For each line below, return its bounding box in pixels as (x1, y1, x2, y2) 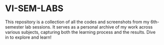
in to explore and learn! (5, 34, 52, 40)
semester (5, 24, 24, 30)
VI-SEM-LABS (5, 3, 64, 14)
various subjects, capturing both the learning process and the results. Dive (5, 29, 156, 35)
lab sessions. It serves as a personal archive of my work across (25, 24, 153, 30)
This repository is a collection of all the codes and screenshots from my (5, 19, 150, 25)
